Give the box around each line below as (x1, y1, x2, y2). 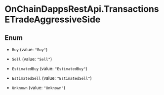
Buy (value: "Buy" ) (11, 47, 48, 52)
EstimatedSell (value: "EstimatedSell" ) (11, 75, 92, 81)
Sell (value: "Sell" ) (11, 56, 52, 62)
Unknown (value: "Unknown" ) (11, 85, 65, 91)
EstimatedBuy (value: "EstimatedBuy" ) (11, 65, 87, 71)
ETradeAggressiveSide (4, 14, 101, 25)
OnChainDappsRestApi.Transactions (4, 3, 159, 15)
